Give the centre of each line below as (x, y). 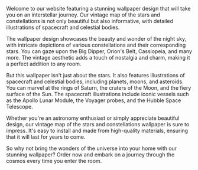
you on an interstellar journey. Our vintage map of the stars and (83, 15)
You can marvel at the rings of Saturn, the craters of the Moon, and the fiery (99, 88)
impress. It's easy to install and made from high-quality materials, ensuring (97, 130)
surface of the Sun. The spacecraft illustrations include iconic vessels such (98, 94)
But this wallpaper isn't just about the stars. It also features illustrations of (95, 75)
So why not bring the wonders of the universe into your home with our (92, 148)
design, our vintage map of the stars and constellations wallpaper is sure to (98, 124)
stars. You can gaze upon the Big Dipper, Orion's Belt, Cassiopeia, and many (99, 51)
